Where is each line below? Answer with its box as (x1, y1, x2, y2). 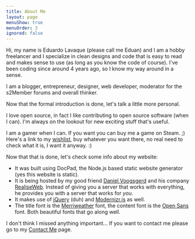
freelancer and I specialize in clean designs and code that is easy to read (6, 53, 183, 60)
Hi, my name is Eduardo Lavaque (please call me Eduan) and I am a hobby (6, 46, 185, 53)
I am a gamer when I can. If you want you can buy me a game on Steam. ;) (6, 130, 186, 137)
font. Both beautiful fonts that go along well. (14, 208, 121, 216)
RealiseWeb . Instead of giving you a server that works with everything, (14, 183, 185, 191)
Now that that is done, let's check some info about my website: (6, 153, 158, 160)
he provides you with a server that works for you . (14, 190, 134, 197)
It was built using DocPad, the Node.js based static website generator (14, 165, 183, 172)
